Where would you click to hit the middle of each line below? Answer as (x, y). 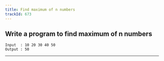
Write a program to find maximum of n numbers (79, 34)
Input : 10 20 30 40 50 (30, 45)
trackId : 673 (18, 14)
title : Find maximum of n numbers (40, 10)
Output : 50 (17, 49)
